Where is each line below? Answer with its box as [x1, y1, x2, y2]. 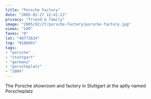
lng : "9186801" [5, 41, 38, 46]
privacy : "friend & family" [5, 17, 65, 22]
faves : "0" [5, 31, 29, 36]
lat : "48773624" [5, 36, 40, 41]
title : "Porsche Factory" [5, 7, 60, 13]
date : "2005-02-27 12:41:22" [5, 12, 67, 17]
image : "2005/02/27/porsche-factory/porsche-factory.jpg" [5, 21, 131, 27]
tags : [5, 45, 17, 50]
